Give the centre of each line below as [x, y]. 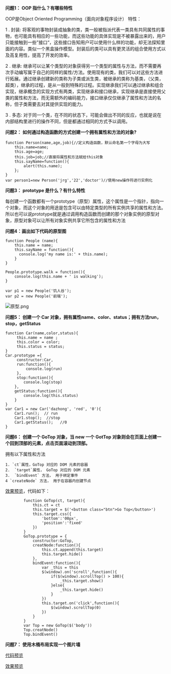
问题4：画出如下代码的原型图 [36, 231]
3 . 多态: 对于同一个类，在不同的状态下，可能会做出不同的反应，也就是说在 [83, 115]
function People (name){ [32, 241]
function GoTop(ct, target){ [54, 501]
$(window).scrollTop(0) [76, 608]
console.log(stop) [43, 382]
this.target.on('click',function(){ [80, 603]
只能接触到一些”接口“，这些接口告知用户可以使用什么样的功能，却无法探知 [83, 42]
